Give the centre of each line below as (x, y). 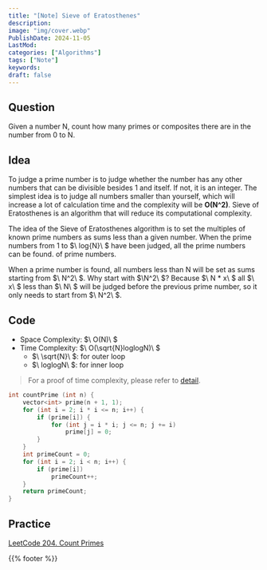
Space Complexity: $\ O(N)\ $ (69, 339)
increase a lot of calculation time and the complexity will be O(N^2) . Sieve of (133, 205)
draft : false (30, 75)
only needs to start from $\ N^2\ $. (65, 295)
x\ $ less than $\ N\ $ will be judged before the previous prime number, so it (133, 287)
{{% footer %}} (33, 558)
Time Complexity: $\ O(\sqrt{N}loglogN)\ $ (90, 348)
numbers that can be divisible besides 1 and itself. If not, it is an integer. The (133, 188)
